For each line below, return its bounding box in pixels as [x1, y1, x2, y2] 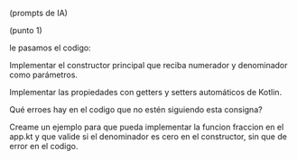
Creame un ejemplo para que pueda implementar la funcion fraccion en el [9, 121, 284, 132]
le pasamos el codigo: [9, 42, 92, 53]
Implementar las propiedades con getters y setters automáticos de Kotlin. [9, 87, 283, 97]
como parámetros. [9, 69, 79, 80]
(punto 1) [9, 25, 42, 35]
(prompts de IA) [9, 8, 68, 18]
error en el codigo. [9, 141, 79, 151]
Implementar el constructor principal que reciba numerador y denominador [9, 60, 288, 70]
